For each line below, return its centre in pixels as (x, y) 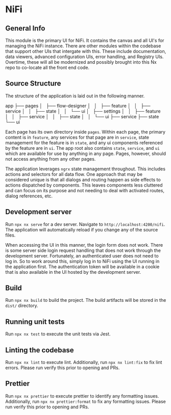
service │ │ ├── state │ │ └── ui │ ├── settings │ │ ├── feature (83, 111)
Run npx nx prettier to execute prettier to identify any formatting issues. (82, 396)
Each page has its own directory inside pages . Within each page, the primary (86, 132)
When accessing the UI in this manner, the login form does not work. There (84, 245)
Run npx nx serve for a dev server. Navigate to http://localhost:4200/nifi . (85, 224)
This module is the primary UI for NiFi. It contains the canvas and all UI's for (85, 40)
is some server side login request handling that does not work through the (83, 250)
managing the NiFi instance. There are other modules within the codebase (83, 46)
